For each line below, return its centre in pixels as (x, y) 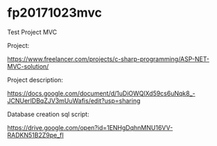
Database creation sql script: (48, 114)
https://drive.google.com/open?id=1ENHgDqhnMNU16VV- (90, 127)
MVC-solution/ (28, 66)
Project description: (35, 80)
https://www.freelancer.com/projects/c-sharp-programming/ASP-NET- (108, 59)
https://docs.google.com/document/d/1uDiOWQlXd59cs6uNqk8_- (101, 93)
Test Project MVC (32, 32)
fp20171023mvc (55, 13)
